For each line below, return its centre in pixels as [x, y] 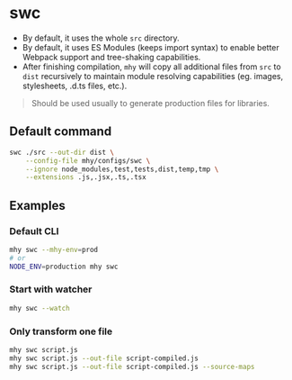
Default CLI [34, 231]
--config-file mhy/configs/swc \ [88, 160]
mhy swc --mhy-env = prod [54, 249]
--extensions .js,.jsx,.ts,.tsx [86, 177]
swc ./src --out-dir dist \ [62, 152]
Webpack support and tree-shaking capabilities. [111, 57]
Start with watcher [51, 289]
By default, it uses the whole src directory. [101, 38]
